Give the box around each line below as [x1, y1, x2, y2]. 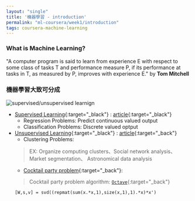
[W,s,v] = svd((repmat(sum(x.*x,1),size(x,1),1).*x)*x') [14, 189, 157, 195]
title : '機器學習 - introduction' [6, 14, 87, 20]
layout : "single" [6, 8, 49, 15]
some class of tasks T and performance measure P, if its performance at [6, 64, 181, 71]
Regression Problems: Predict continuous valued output [23, 117, 158, 124]
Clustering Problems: [23, 135, 74, 142]
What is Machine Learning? [6, 45, 86, 53]
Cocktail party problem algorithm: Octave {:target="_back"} [29, 178, 170, 185]
